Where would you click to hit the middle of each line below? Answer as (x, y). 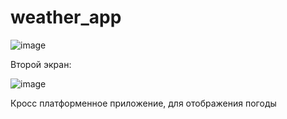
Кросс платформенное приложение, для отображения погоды (143, 103)
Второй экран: (41, 64)
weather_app (66, 17)
